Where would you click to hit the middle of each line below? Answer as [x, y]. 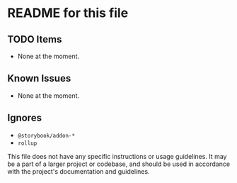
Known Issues [39, 78]
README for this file [68, 13]
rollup [27, 143]
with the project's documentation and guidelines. [79, 171]
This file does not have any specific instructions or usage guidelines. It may [117, 156]
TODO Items [35, 39]
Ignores [25, 118]
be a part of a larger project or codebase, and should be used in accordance [119, 164]
